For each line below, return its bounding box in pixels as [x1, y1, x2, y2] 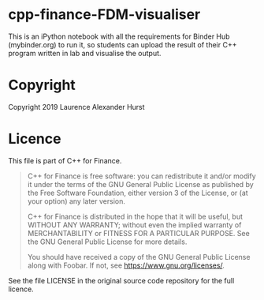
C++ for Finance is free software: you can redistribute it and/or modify [27, 171, 256, 181]
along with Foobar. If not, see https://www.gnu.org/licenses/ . [27, 261, 225, 270]
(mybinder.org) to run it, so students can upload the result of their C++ [8, 39, 237, 49]
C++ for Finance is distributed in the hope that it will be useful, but [27, 212, 243, 221]
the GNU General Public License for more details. [27, 237, 188, 246]
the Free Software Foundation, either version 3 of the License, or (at [27, 188, 248, 197]
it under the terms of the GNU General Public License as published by [27, 179, 254, 189]
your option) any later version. [27, 196, 126, 206]
